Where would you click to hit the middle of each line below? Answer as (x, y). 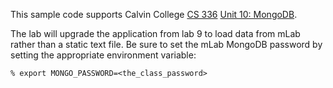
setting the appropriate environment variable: (103, 55)
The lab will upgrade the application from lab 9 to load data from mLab (155, 33)
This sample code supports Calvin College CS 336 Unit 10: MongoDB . (154, 14)
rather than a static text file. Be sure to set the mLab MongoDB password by (166, 44)
